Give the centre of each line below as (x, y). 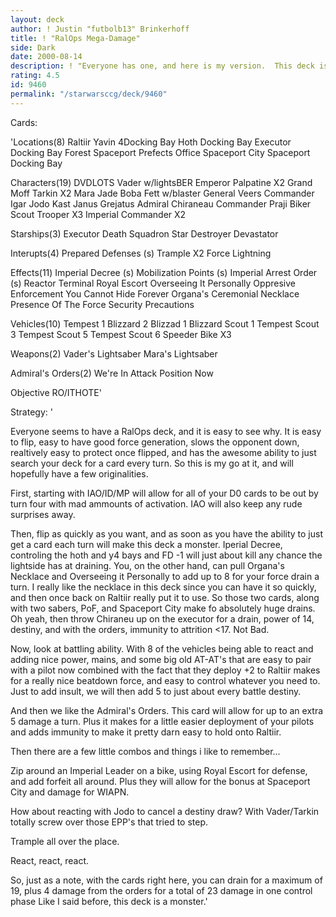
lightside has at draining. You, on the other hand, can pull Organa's (147, 565)
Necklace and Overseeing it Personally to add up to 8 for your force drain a (165, 576)
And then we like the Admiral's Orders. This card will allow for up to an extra (167, 710)
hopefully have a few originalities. (79, 473)
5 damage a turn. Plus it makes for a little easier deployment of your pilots (162, 721)
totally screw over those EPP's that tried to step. (109, 822)
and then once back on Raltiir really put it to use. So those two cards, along (165, 597)
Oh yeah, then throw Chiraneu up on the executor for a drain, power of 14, (162, 618)
